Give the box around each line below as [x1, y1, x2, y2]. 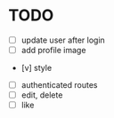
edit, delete [20, 90, 63, 100]
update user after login [20, 35, 106, 45]
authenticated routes [20, 80, 99, 90]
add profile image [20, 45, 86, 55]
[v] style [20, 63, 53, 74]
